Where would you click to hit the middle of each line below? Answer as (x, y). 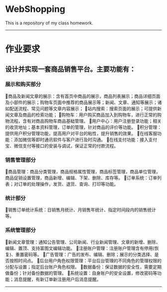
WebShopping (35, 9)
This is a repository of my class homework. (49, 23)
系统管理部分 (21, 230)
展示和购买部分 (23, 84)
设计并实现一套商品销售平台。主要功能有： (70, 69)
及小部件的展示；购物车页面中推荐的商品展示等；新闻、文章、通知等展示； (81, 102)
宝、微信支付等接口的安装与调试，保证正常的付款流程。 (62, 146)
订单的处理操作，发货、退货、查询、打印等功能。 (68, 184)
